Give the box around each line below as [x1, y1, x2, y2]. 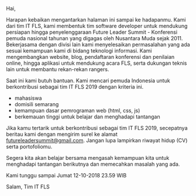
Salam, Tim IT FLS [6, 183, 50, 190]
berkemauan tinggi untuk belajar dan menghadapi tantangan [14, 113, 160, 120]
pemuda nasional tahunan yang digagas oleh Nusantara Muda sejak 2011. [6, 35, 183, 41]
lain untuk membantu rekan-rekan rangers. [6, 66, 109, 72]
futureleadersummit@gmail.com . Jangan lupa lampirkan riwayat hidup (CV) [6, 137, 188, 143]
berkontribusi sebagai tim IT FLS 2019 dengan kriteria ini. [6, 83, 144, 90]
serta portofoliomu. [6, 143, 53, 150]
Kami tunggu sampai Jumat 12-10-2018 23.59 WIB [6, 172, 127, 178]
